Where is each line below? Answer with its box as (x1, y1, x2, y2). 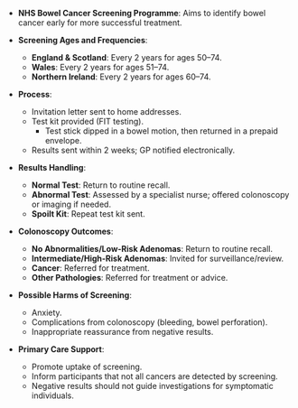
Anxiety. (31, 307, 62, 318)
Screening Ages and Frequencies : (17, 35, 148, 45)
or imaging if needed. (31, 199, 111, 209)
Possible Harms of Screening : (17, 290, 133, 301)
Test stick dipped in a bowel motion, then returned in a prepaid (44, 125, 278, 136)
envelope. (44, 135, 82, 145)
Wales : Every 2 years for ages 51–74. (31, 62, 170, 72)
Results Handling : (17, 162, 87, 172)
